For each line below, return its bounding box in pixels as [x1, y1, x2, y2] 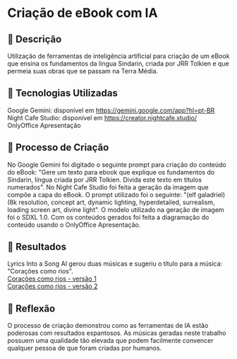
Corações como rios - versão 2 [7, 282, 98, 290]
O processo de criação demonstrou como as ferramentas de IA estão [7, 322, 209, 330]
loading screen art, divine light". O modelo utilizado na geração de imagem [7, 205, 224, 213]
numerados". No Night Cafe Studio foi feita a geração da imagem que [7, 182, 209, 192]
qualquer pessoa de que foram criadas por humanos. [7, 344, 162, 353]
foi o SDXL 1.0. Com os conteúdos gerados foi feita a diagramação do [7, 213, 209, 221]
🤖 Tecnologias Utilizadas [7, 87, 118, 100]
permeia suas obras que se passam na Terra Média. [7, 67, 159, 75]
